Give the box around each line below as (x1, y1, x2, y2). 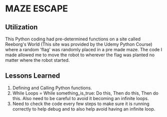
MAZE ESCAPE (5, 3, 68, 14)
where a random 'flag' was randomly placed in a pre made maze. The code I (5, 47, 162, 52)
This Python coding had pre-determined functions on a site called (5, 36, 141, 42)
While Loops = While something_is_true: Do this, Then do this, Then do (12, 90, 159, 96)
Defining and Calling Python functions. (12, 85, 92, 91)
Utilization (5, 23, 38, 31)
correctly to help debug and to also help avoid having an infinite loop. (12, 106, 155, 112)
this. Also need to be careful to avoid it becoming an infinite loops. (12, 95, 149, 101)
